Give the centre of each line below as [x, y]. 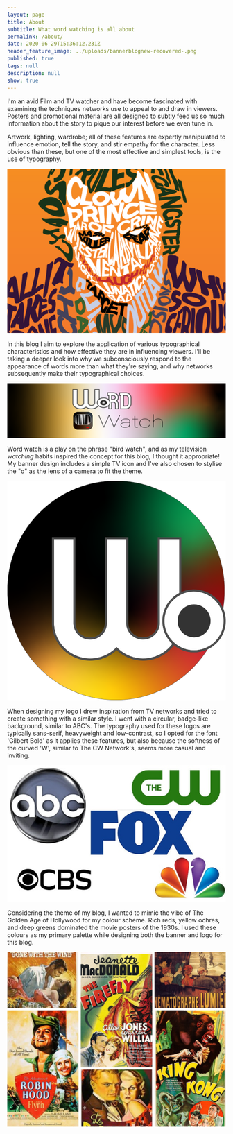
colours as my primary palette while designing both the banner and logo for [115, 935]
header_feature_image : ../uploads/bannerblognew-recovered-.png [102, 51]
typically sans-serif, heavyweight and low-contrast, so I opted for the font [112, 733]
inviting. [18, 755]
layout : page [26, 15]
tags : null [23, 66]
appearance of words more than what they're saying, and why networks [110, 366]
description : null [34, 73]
